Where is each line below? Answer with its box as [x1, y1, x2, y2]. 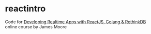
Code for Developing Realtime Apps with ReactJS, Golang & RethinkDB [5, 19, 146, 25]
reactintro [5, 3, 46, 14]
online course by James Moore [5, 24, 67, 29]
